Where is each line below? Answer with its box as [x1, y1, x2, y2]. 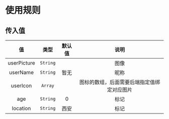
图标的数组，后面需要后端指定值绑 [79, 79, 160, 86]
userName [9, 69, 34, 76]
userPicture [8, 59, 35, 66]
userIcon [11, 82, 32, 89]
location [12, 105, 31, 111]
